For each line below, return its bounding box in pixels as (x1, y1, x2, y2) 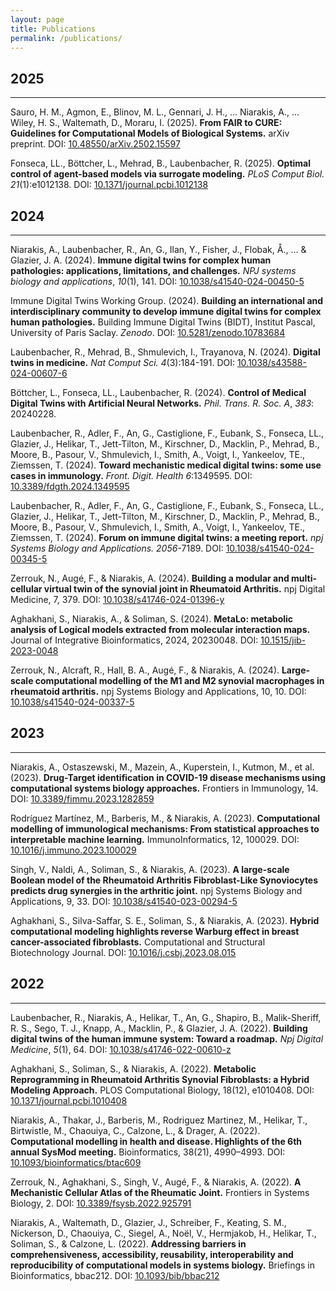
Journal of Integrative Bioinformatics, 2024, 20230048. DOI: (10, 634, 259, 646)
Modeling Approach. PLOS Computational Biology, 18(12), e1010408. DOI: (10, 1084, 315, 1096)
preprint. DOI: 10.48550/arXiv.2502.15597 (10, 138, 181, 150)
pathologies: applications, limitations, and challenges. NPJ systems (10, 265, 297, 276)
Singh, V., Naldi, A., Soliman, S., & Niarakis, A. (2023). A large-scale (10, 863, 290, 875)
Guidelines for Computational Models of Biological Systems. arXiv (10, 127, 290, 140)
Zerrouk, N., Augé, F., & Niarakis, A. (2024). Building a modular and (10, 572, 290, 584)
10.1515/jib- (260, 634, 307, 646)
